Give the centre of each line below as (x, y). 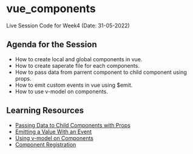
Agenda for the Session (52, 45)
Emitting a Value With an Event (53, 132)
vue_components (51, 9)
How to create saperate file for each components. (77, 65)
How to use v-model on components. (61, 91)
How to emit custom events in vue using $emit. (74, 85)
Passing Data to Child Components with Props (73, 125)
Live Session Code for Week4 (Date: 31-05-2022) (68, 25)
